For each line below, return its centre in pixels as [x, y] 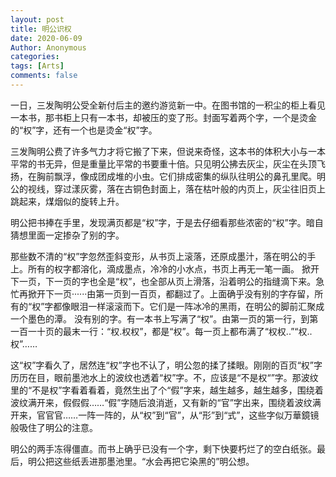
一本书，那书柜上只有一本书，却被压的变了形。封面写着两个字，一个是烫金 [163, 117]
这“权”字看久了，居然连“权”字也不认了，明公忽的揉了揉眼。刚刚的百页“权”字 [166, 365]
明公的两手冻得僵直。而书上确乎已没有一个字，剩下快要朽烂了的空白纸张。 [163, 448]
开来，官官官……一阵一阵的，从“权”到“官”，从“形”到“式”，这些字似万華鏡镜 [165, 415]
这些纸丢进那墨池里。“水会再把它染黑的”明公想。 [154, 461]
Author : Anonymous [48, 47]
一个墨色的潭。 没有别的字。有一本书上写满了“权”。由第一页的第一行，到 [160, 318]
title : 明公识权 [41, 29]
